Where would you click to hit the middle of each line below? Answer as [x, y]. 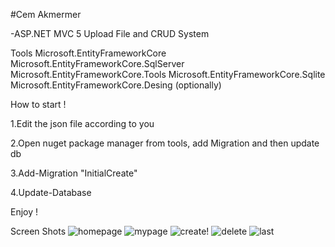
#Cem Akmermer [46, 14]
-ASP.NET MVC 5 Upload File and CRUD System [110, 33]
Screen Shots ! [110, 231]
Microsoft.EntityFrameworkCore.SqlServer [97, 63]
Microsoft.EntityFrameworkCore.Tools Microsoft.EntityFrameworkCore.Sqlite [168, 74]
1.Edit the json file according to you [82, 123]
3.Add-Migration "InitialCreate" [74, 173]
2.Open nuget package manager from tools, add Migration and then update [165, 143]
